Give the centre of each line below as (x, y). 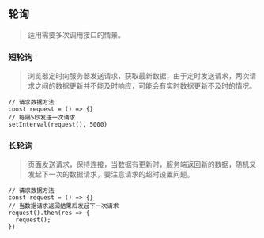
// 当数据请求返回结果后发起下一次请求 (64, 206)
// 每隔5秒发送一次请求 (42, 118)
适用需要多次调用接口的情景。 (76, 35)
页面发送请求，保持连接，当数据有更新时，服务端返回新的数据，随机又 (142, 164)
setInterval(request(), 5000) (58, 125)
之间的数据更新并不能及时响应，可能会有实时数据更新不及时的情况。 (145, 86)
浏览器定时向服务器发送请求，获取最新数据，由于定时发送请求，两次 (138, 76)
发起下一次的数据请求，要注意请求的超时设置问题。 (111, 174)
